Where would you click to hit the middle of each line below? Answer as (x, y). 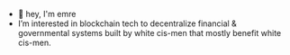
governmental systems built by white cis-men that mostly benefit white (150, 33)
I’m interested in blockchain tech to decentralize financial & (127, 23)
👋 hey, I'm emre (47, 14)
